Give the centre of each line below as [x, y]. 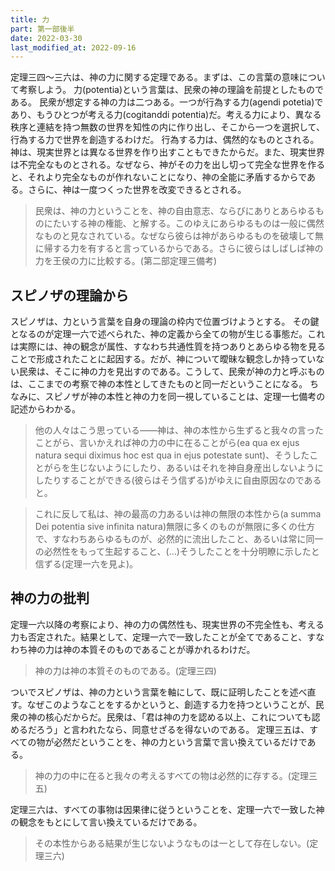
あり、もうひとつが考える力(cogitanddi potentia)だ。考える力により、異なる [166, 115]
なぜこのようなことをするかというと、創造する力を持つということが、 [171, 704]
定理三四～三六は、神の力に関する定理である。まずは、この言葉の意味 [155, 77]
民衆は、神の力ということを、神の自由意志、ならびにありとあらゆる [175, 211]
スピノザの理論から [69, 295]
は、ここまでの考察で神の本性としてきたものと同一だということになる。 [159, 384]
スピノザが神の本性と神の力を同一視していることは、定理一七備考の [185, 397]
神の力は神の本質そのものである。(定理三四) [125, 670]
